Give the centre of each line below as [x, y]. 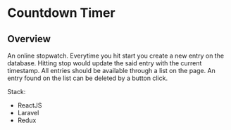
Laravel [28, 113]
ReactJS [30, 105]
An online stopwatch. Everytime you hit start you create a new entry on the [115, 56]
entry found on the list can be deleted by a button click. [87, 78]
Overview [29, 39]
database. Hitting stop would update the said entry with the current [105, 63]
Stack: [17, 92]
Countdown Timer [61, 13]
